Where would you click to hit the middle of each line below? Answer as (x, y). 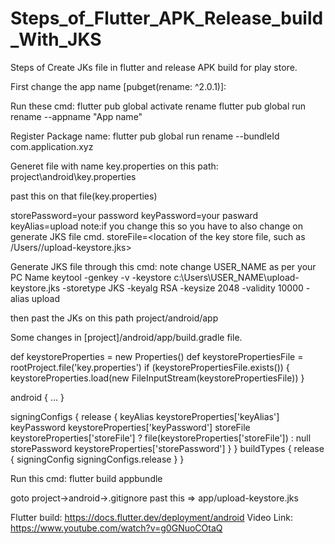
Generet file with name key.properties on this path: (114, 166)
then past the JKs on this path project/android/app (114, 318)
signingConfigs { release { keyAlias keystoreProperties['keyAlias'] (145, 416)
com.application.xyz (52, 146)
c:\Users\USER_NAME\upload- (236, 277)
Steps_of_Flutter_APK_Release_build (167, 18)
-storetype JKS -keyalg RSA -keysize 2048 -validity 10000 (182, 288)
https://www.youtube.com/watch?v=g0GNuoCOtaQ (116, 528)
